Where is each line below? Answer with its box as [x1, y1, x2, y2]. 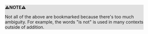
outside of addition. [5, 24, 45, 30]
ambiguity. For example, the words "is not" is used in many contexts [5, 19, 144, 25]
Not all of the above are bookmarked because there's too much [5, 14, 134, 19]
